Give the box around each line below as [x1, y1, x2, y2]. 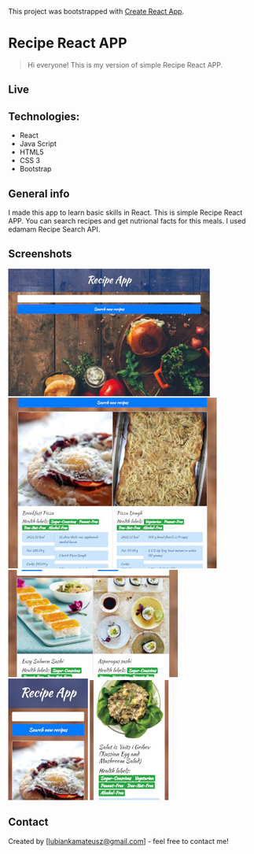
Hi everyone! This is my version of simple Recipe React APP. [27, 60, 223, 69]
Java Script [19, 139, 57, 149]
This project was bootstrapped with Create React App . [8, 7, 185, 16]
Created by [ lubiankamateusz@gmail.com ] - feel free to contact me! [8, 836, 230, 845]
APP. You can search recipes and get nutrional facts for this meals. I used [8, 216, 246, 225]
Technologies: [8, 109, 80, 123]
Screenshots [8, 247, 72, 261]
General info [8, 187, 70, 200]
